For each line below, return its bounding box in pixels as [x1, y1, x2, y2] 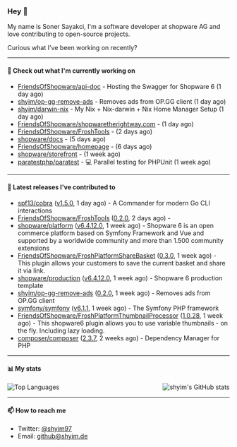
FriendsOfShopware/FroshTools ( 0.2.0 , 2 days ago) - [17, 213, 171, 222]
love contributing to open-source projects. [7, 30, 130, 38]
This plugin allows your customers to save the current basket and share [17, 258, 226, 267]
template [17, 281, 44, 290]
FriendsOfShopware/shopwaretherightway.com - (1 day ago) [17, 119, 194, 128]
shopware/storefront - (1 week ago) [17, 150, 121, 158]
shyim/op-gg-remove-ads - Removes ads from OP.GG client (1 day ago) [17, 97, 226, 105]
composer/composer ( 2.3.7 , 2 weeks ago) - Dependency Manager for [17, 333, 220, 342]
